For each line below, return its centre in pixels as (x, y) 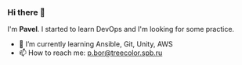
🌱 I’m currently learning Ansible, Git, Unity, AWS (96, 44)
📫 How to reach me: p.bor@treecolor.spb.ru (90, 53)
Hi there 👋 (27, 12)
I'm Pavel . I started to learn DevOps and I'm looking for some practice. (121, 29)
